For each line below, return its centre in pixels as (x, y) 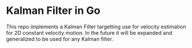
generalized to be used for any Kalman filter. (60, 39)
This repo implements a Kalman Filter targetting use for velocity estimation (96, 27)
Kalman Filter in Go (53, 11)
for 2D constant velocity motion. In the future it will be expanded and (89, 32)
